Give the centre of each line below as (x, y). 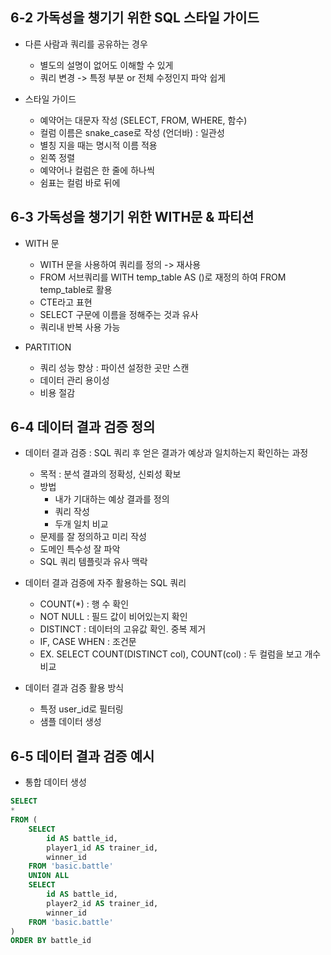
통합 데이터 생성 (55, 782)
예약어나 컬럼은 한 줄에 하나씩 (97, 170)
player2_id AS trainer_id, (102, 903)
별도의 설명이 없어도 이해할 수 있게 (106, 65)
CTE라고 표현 (66, 302)
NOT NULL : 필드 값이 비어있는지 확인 (113, 617)
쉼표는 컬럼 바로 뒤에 (80, 182)
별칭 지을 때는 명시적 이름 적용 (98, 145)
